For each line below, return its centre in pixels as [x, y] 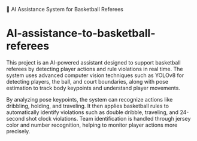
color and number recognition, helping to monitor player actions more [92, 125]
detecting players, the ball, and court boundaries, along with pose [87, 81]
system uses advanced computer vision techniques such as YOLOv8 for [95, 75]
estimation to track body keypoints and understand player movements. [93, 88]
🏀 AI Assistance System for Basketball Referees [65, 9]
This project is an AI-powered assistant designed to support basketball [93, 62]
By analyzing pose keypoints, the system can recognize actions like [90, 99]
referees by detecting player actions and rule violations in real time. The [95, 69]
